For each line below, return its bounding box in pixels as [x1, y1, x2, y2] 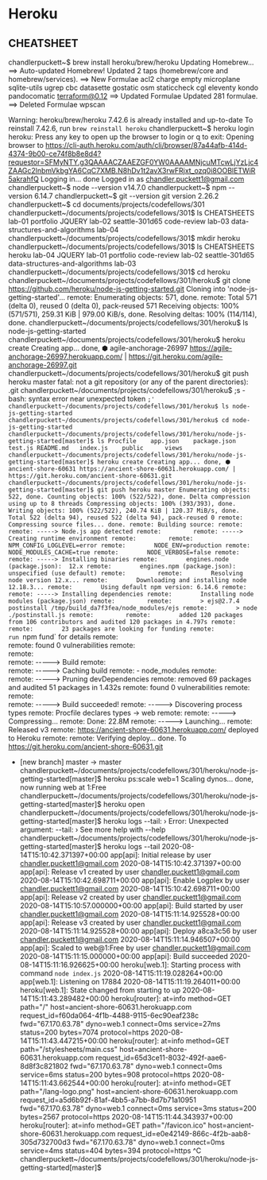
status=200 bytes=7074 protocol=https [19, 1027, 149, 1037]
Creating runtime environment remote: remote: [8, 534, 194, 542]
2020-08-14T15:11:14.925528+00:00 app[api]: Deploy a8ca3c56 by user [19, 926, 257, 935]
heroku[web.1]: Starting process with [120, 960, 241, 969]
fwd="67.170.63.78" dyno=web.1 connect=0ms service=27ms [19, 1019, 221, 1028]
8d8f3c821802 [19, 1062, 69, 1070]
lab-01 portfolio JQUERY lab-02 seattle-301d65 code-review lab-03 [8, 216, 230, 226]
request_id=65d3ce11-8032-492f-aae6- [95, 1053, 227, 1062]
